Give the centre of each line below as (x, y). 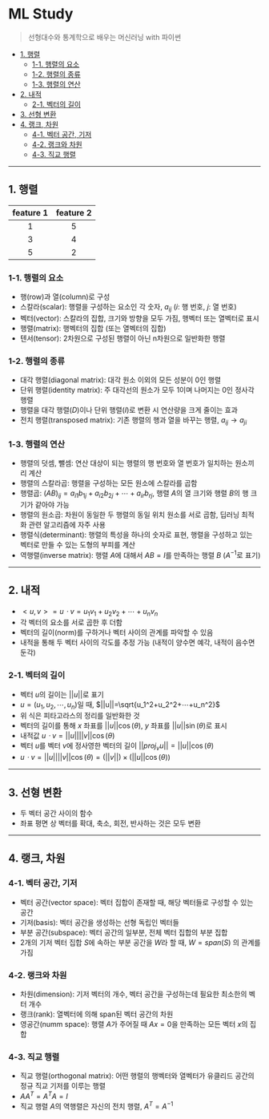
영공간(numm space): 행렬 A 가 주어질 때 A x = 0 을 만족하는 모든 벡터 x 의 (134, 1024)
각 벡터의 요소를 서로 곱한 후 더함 (71, 623)
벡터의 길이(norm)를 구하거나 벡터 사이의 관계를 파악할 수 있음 (116, 632)
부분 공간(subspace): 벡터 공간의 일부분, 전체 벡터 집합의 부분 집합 (124, 932)
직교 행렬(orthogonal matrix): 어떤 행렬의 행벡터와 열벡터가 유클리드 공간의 (137, 1076)
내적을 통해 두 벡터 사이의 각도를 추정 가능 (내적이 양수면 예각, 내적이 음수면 (137, 643)
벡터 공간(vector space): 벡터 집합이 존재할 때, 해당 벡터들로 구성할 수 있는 (137, 902)
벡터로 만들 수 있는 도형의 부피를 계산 (78, 545)
